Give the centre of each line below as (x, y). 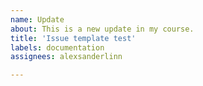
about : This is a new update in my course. (102, 29)
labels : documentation (57, 47)
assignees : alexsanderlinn (66, 57)
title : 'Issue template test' (73, 38)
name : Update (37, 19)
